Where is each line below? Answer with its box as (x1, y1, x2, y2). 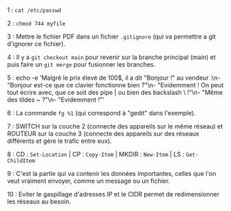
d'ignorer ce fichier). (7, 40, 66, 47)
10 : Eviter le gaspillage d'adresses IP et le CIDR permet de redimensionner (7, 190, 219, 198)
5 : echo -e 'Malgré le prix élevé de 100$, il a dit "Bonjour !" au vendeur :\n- (7, 74, 221, 82)
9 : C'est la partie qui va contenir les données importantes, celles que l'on (7, 170, 217, 177)
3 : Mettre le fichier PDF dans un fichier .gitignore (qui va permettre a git (7, 32, 216, 41)
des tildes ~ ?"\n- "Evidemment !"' (7, 96, 105, 104)
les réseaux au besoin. (7, 197, 71, 206)
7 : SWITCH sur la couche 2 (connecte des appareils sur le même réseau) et (7, 122, 223, 130)
